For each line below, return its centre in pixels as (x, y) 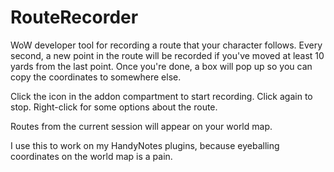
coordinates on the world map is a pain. (91, 156)
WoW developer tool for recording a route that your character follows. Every (166, 45)
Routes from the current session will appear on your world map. (141, 126)
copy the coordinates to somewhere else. (96, 77)
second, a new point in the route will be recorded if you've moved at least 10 (167, 55)
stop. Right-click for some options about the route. (114, 107)
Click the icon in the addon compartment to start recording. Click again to (161, 96)
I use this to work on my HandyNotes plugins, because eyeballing (145, 145)
